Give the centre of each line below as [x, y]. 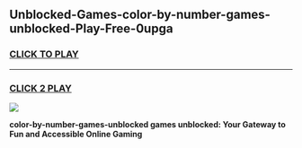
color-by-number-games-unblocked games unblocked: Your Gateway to [147, 124]
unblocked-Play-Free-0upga [91, 29]
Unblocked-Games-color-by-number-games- [140, 15]
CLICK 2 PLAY [40, 88]
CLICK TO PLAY [44, 55]
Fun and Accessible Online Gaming [76, 134]
